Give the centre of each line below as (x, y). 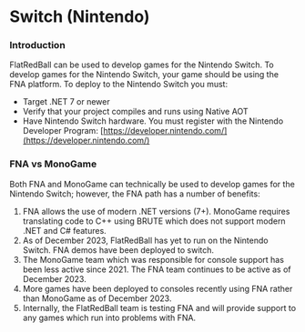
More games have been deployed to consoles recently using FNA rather (158, 288)
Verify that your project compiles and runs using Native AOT (135, 112)
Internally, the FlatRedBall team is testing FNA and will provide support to (159, 307)
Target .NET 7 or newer (66, 102)
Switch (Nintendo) (80, 17)
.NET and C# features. (64, 230)
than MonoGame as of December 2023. (97, 298)
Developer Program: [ (63, 131)
